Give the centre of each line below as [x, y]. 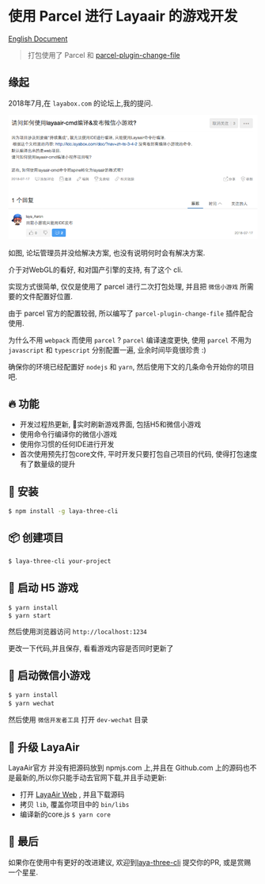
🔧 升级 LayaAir [44, 747]
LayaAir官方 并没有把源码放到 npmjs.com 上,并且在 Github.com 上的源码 [126, 767]
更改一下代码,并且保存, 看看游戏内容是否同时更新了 [91, 648]
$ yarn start [30, 615]
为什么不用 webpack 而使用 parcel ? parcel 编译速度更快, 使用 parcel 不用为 [130, 340]
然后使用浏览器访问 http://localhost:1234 [78, 631]
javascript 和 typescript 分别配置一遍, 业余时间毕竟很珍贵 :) [108, 350]
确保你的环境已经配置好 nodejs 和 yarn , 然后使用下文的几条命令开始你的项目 [131, 366]
